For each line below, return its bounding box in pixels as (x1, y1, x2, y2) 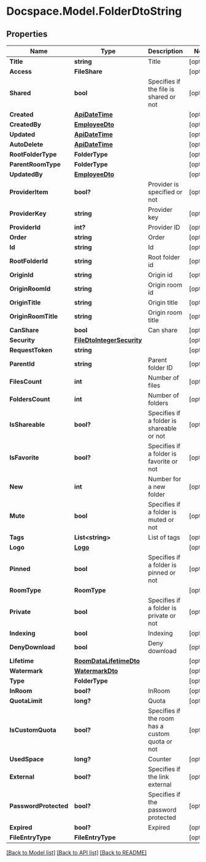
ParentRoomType (9, 160, 61, 168)
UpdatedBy (9, 170, 43, 179)
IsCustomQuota (9, 726, 56, 734)
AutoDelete (9, 140, 44, 149)
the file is (148, 85, 175, 93)
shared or (148, 93, 176, 101)
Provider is (148, 180, 179, 188)
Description (148, 47, 183, 55)
